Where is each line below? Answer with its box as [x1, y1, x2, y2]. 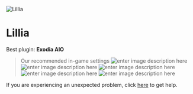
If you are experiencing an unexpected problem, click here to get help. [6, 81, 178, 88]
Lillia [6, 27, 30, 40]
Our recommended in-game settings [20, 57, 110, 64]
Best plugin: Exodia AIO [6, 46, 64, 53]
